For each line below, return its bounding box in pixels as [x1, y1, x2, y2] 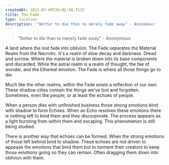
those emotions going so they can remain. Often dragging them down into [5, 149, 159, 155]
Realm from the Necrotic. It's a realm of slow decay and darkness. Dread [5, 50, 156, 57]
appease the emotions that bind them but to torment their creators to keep [5, 144, 160, 150]
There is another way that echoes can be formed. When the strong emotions [5, 133, 164, 139]
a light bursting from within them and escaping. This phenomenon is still [5, 118, 155, 124]
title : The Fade [5, 12, 39, 17]
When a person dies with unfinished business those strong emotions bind [5, 102, 158, 108]
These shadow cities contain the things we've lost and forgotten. [5, 87, 140, 93]
